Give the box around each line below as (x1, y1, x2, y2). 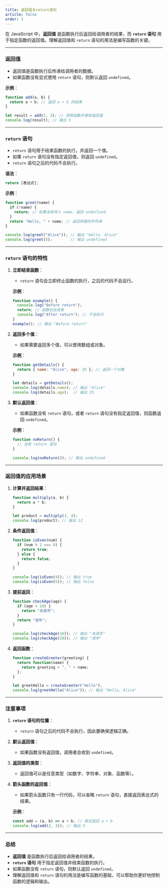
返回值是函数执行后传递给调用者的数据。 (12, 68, 96, 74)
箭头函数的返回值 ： (12, 781, 52, 787)
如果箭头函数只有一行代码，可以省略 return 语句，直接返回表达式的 (19, 792, 159, 798)
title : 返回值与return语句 (5, 7, 57, 12)
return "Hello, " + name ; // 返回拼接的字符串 (9, 218, 102, 224)
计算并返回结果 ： (12, 485, 48, 491)
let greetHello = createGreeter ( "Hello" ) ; (12, 683, 102, 688)
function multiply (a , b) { (12, 495, 69, 500)
